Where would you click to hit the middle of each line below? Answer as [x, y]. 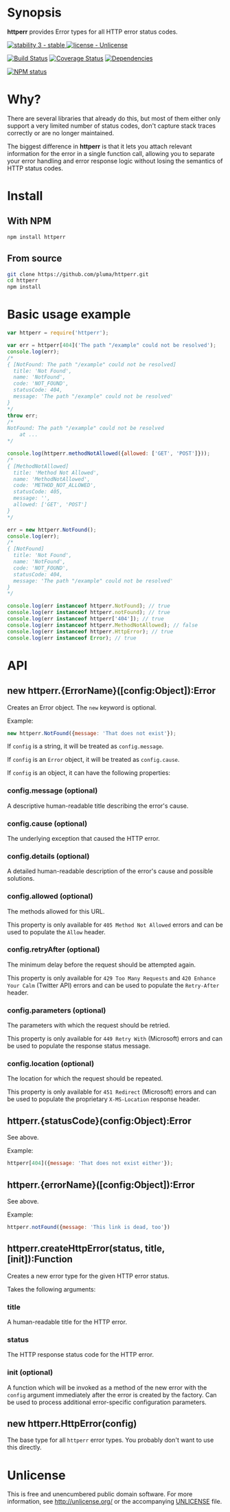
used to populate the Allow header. [57, 932]
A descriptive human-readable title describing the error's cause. [98, 806]
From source [35, 259]
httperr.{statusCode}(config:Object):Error [99, 1121]
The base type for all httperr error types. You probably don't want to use [111, 1440]
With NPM [29, 221]
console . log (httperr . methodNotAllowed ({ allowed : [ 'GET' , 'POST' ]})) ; [109, 453]
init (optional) [30, 1373]
